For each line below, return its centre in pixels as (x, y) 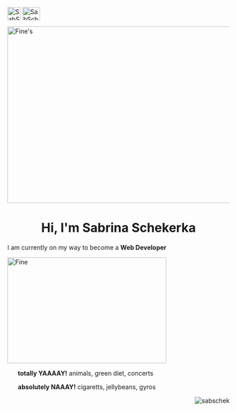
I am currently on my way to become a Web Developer (87, 247)
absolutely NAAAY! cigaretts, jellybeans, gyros (87, 387)
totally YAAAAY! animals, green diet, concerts (85, 373)
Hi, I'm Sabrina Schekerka (119, 228)
